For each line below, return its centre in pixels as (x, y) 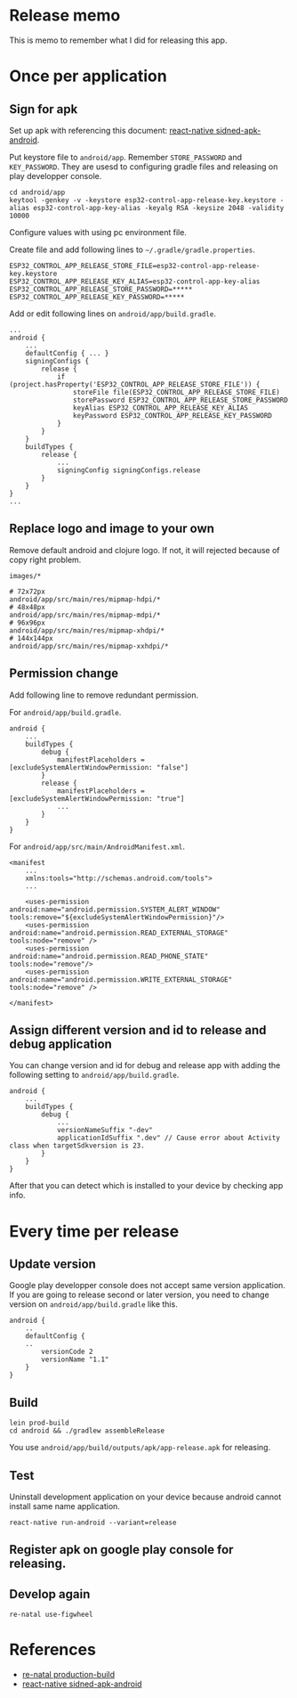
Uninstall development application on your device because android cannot (145, 1497)
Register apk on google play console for (121, 1550)
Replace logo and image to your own (112, 529)
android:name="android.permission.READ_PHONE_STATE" (109, 956)
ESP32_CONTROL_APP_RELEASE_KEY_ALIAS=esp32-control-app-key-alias (135, 282)
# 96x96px (28, 623)
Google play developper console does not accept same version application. (148, 1286)
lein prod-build (39, 1423)
